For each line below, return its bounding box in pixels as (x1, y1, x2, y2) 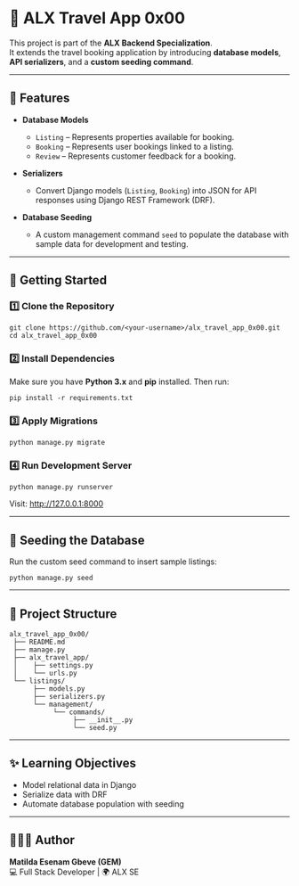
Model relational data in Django (21, 779, 137, 790)
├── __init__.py (72, 715, 133, 725)
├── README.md (12, 637, 66, 646)
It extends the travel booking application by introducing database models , (9, 46, 282, 57)
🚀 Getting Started (9, 273, 108, 288)
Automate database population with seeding (21, 798, 185, 809)
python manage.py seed (9, 574, 93, 583)
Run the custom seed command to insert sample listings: (9, 556, 217, 567)
